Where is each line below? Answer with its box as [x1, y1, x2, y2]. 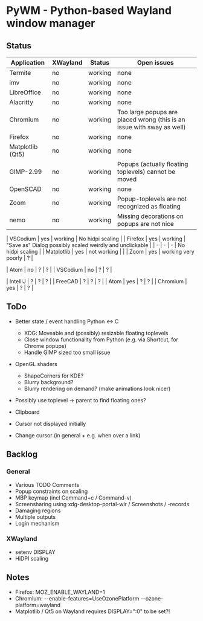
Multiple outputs [14, 513, 56, 520]
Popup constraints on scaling [14, 487, 88, 495]
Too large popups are [117, 108, 178, 116]
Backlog [6, 449, 38, 460]
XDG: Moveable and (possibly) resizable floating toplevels [24, 329, 169, 336]
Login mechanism [14, 520, 60, 527]
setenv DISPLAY [14, 548, 56, 556]
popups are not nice [117, 220, 174, 228]
